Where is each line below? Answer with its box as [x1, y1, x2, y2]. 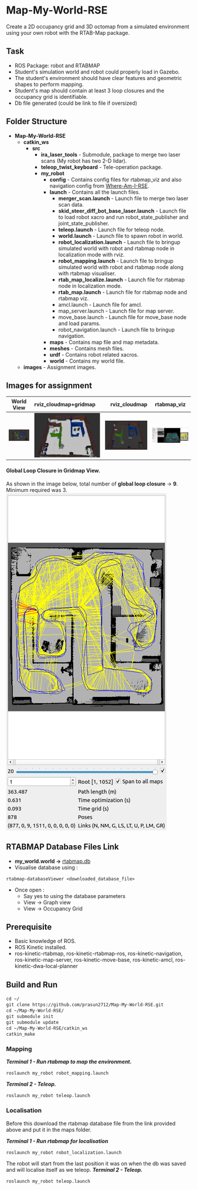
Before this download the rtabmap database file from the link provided [6, 1119, 176, 1127]
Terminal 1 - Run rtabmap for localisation [6, 1137, 108, 1145]
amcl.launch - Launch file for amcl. [58, 301, 142, 308]
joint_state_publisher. [58, 220, 110, 227]
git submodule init [6, 1013, 54, 1020]
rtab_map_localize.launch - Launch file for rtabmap [58, 276, 185, 283]
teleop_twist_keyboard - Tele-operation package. [40, 163, 163, 171]
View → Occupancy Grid [23, 905, 83, 912]
